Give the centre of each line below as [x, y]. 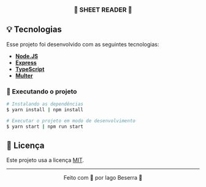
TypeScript [30, 69]
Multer [24, 75]
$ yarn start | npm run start [45, 127]
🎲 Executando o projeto [42, 91]
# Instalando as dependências [45, 104]
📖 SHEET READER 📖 [103, 10]
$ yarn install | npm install [45, 109]
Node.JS [27, 56]
